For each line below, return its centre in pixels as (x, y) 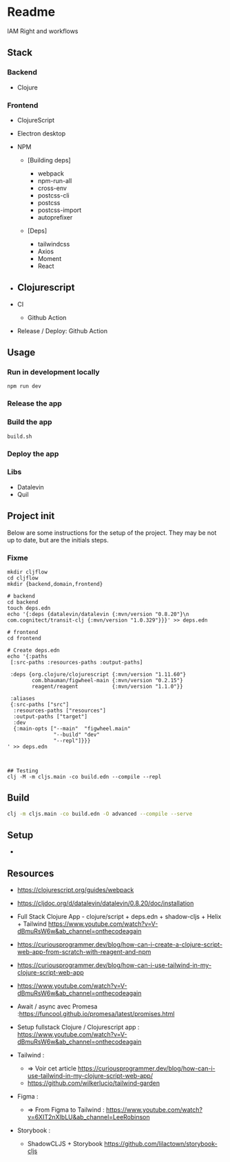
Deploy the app (33, 454)
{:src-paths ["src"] (40, 704)
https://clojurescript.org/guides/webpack (75, 890)
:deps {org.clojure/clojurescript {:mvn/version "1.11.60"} (98, 674)
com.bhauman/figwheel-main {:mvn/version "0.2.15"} (108, 680)
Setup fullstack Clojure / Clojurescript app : (78, 1027)
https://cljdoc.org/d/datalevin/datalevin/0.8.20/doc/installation (105, 903)
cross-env (52, 188)
